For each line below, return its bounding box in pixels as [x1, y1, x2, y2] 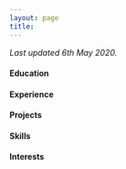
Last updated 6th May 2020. [9, 47, 118, 58]
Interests [9, 152, 45, 163]
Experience [9, 89, 54, 100]
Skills [9, 130, 31, 142]
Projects [9, 110, 43, 121]
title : [9, 22, 35, 31]
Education [9, 68, 49, 79]
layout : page [9, 13, 59, 23]
